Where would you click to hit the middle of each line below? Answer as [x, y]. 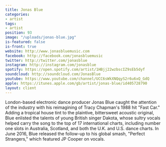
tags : [11, 24]
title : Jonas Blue [24, 10]
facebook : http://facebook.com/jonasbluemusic [54, 56]
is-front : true [21, 47]
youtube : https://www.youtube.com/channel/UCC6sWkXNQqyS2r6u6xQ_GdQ [77, 79]
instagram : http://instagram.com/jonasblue [51, 65]
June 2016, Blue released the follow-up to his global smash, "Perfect [75, 134]
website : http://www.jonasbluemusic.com [48, 51]
